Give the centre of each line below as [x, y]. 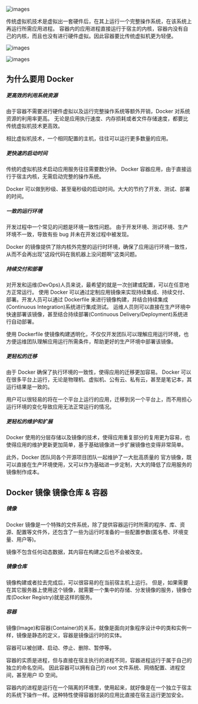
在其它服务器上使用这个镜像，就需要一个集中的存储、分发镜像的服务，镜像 [96, 590]
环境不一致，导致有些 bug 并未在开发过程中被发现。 [69, 234]
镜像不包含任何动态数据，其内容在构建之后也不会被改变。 [76, 552]
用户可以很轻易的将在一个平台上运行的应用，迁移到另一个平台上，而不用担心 [99, 399]
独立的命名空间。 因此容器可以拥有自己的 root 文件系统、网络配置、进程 [93, 667]
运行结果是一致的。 [29, 387]
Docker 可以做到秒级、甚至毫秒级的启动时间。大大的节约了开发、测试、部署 [98, 189]
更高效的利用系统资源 [32, 95]
